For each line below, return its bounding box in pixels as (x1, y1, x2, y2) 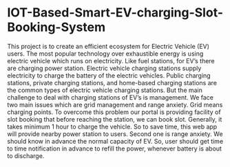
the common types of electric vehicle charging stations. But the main (7, 86, 203, 94)
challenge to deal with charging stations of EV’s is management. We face (7, 93, 213, 101)
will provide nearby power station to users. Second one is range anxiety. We (7, 129, 223, 138)
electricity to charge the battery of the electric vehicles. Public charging (7, 71, 211, 80)
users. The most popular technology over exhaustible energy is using (7, 49, 204, 58)
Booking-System (7, 19, 106, 35)
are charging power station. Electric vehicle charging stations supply (7, 64, 202, 72)
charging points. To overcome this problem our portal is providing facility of (7, 108, 222, 116)
